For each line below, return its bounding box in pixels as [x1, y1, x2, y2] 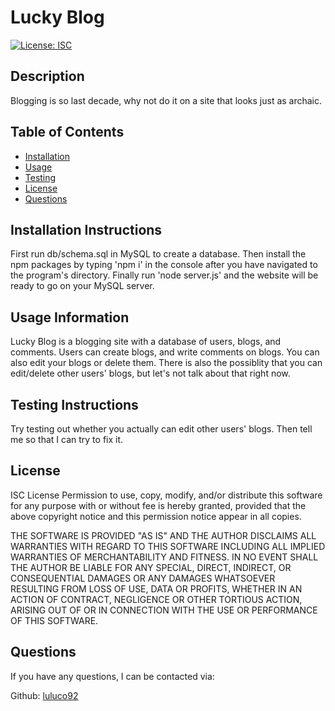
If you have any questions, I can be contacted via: [10, 670, 215, 682]
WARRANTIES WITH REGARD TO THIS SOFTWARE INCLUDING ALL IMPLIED [10, 540, 326, 552]
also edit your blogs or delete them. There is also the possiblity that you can [10, 357, 323, 369]
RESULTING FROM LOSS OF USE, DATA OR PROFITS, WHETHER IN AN [10, 582, 303, 595]
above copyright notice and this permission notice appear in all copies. [10, 510, 302, 522]
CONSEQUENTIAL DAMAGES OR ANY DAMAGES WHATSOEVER [10, 572, 276, 584]
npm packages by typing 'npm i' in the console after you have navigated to [10, 259, 318, 271]
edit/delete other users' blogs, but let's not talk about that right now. [10, 367, 291, 380]
